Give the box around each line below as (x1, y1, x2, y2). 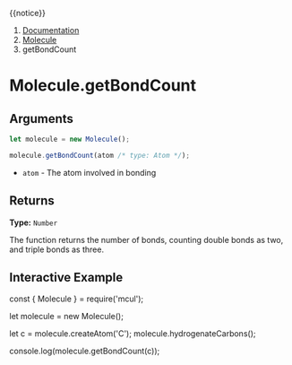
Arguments (9, 111, 74, 126)
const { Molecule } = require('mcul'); (9, 293, 144, 304)
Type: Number (9, 217, 58, 228)
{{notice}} (9, 8, 47, 18)
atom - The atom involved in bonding (21, 167, 157, 178)
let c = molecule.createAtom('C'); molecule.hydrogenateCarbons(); (9, 328, 256, 339)
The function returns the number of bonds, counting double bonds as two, (9, 234, 284, 245)
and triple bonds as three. (9, 244, 105, 255)
